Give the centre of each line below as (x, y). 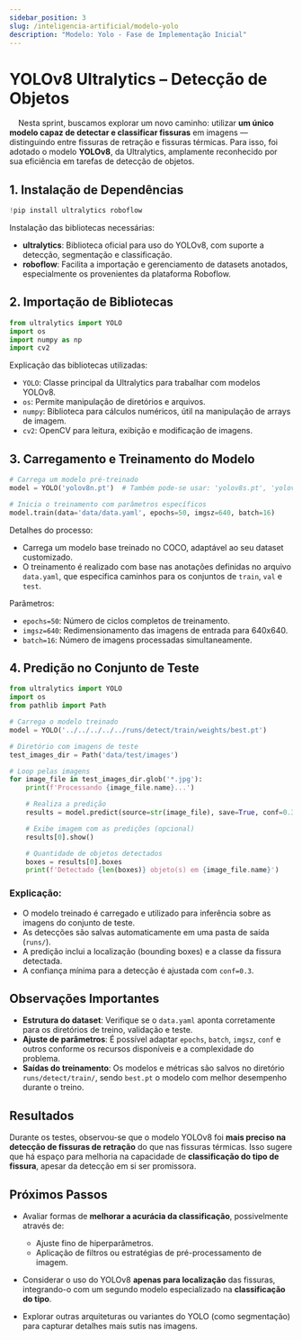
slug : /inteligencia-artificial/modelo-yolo (94, 26)
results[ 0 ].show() (60, 837)
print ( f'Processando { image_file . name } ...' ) (110, 788)
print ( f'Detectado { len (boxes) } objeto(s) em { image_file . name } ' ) (152, 871)
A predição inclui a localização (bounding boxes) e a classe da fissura (151, 951)
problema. (41, 1059)
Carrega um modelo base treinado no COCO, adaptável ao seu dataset (153, 547)
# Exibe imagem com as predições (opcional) (110, 829)
